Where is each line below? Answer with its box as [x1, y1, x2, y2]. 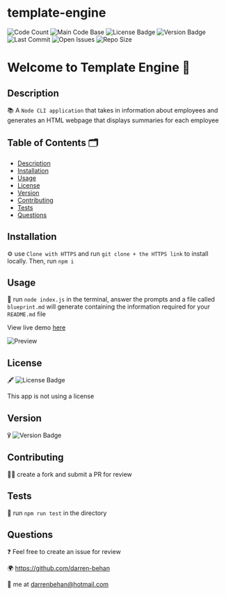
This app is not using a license [7, 392, 95, 400]
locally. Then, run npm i [7, 256, 74, 265]
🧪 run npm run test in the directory [7, 509, 107, 517]
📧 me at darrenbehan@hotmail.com [7, 580, 109, 589]
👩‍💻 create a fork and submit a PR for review [7, 470, 132, 478]
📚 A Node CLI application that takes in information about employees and [7, 106, 218, 114]
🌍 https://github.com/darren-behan [7, 564, 110, 573]
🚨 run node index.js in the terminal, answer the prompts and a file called [7, 295, 216, 304]
